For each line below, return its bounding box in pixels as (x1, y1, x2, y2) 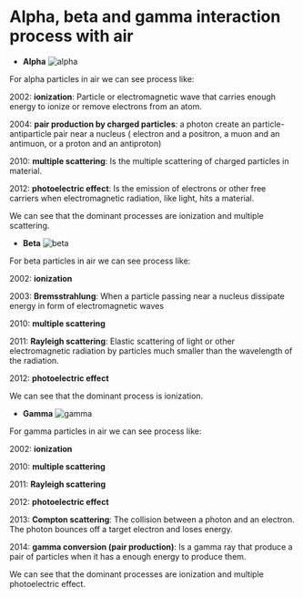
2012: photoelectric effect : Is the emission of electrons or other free (9, 182, 267, 193)
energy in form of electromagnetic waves (9, 300, 165, 311)
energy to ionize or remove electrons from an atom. (9, 100, 202, 111)
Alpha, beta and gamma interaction (9, 6, 281, 27)
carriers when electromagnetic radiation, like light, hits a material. (9, 192, 255, 203)
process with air (9, 26, 134, 46)
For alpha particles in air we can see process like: (9, 73, 195, 84)
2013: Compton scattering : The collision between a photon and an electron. (9, 513, 296, 525)
